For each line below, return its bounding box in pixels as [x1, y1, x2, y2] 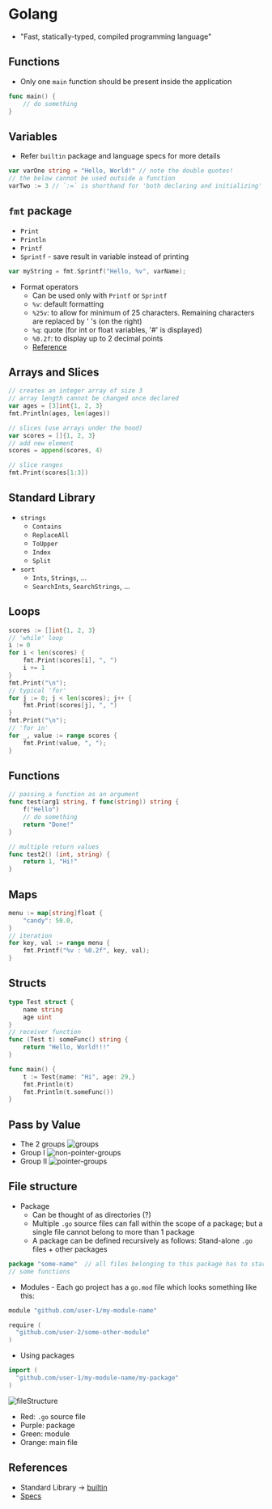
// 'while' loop [8, 634, 63, 642]
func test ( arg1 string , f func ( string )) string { [8, 798, 180, 806]
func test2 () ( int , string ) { [8, 850, 111, 858]
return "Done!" [23, 820, 74, 829]
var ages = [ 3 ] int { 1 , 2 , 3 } [8, 402, 104, 410]
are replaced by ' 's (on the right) [32, 316, 142, 326]
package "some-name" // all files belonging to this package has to [8, 1260, 249, 1268]
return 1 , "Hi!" [23, 858, 79, 866]
